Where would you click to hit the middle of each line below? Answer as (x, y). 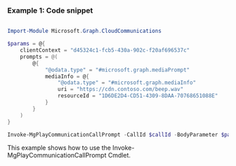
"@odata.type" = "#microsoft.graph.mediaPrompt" (117, 70)
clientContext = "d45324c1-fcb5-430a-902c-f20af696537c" (105, 50)
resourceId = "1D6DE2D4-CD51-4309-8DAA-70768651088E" (138, 96)
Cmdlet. (119, 155)
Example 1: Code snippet (50, 11)
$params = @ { (26, 44)
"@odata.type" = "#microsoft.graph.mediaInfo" (127, 83)
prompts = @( (39, 57)
